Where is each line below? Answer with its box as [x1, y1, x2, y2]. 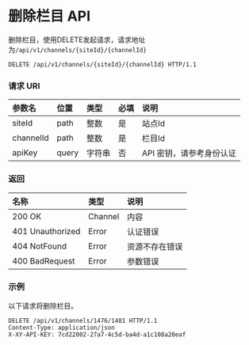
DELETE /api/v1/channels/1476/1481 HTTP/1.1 [8, 317, 158, 324]
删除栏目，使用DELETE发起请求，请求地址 [8, 35, 146, 44]
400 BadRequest [12, 255, 75, 266]
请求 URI [8, 80, 40, 91]
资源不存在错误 [126, 241, 183, 252]
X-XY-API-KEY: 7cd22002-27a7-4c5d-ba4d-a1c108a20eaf [8, 330, 186, 339]
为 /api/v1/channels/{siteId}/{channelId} [8, 44, 147, 54]
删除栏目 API [8, 7, 91, 25]
